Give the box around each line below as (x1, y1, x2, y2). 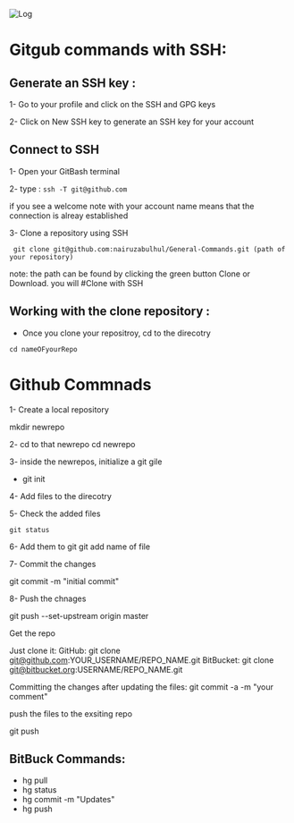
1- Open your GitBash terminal (9, 165, 121, 176)
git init (21, 473, 46, 484)
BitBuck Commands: (9, 751, 126, 767)
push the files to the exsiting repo (9, 708, 132, 719)
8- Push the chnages (9, 593, 87, 604)
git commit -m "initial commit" (9, 575, 120, 586)
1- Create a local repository (9, 403, 110, 415)
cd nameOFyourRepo (9, 344, 78, 353)
